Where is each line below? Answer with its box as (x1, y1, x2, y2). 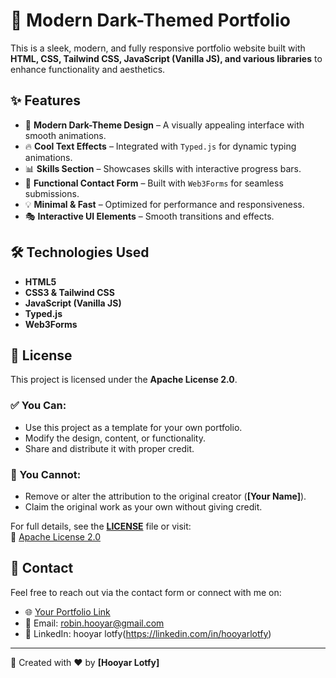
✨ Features (10, 92, 81, 109)
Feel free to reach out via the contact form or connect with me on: (10, 586, 282, 598)
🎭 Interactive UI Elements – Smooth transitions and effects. (24, 210, 275, 222)
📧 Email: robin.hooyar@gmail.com (24, 617, 165, 629)
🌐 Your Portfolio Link (24, 605, 111, 618)
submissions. (24, 187, 80, 199)
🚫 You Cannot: (10, 467, 82, 481)
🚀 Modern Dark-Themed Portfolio (10, 9, 291, 32)
